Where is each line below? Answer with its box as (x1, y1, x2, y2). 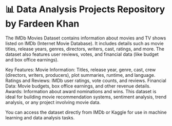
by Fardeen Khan (5, 18, 80, 30)
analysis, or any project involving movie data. (5, 99, 101, 105)
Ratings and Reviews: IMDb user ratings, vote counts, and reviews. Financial (5, 77, 167, 83)
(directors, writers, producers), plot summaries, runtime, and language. (5, 72, 156, 78)
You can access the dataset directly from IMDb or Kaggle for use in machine (5, 109, 167, 115)
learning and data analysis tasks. (5, 114, 75, 120)
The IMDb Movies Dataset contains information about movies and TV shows (5, 35, 166, 41)
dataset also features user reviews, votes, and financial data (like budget (5, 51, 159, 57)
